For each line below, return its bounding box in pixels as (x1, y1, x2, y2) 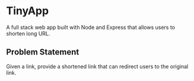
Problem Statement (6, 47, 79, 57)
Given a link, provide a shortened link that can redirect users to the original (6, 63, 189, 70)
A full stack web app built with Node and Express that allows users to (6, 24, 175, 31)
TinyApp (6, 4, 49, 18)
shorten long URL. (6, 30, 50, 37)
